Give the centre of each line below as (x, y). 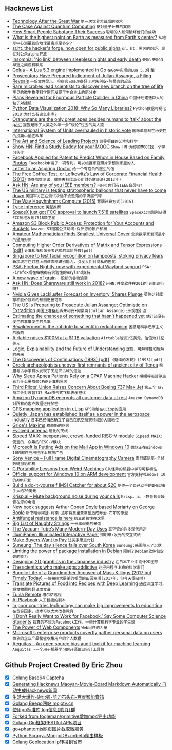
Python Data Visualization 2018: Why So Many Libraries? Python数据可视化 (89, 108)
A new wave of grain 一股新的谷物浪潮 (50, 278)
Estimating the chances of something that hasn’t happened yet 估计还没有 (89, 316)
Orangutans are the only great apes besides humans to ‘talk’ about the (87, 119)
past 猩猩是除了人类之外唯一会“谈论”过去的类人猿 (58, 124)
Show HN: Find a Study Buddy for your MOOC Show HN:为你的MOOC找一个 (87, 147)
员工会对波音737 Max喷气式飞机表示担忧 (49, 393)
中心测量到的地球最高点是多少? (44, 43)
